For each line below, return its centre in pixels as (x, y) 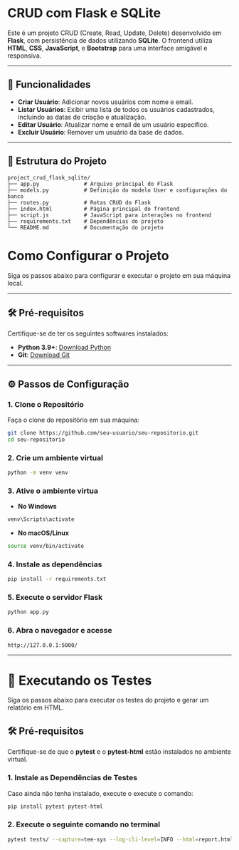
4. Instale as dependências (55, 564)
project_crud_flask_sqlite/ (49, 177)
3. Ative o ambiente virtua (53, 491)
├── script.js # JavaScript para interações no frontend (110, 215)
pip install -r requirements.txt (57, 579)
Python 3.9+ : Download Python (64, 348)
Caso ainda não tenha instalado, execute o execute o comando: (100, 793)
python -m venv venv (38, 473)
